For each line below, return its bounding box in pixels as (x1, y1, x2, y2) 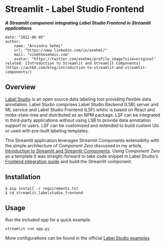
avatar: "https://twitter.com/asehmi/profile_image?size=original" (14, 56, 156, 61)
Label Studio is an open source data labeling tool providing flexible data (5, 96, 151, 102)
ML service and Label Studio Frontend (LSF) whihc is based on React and (5, 107, 155, 113)
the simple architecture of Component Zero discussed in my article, (5, 142, 143, 148)
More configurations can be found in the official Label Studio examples (5, 235, 150, 241)
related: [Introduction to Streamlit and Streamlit (5, 61, 114, 65)
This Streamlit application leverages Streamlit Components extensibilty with (5, 137, 160, 143)
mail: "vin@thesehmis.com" (14, 52, 70, 57)
